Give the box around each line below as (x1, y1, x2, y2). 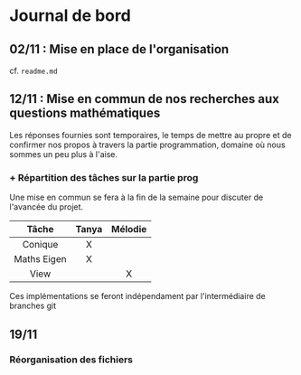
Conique (22, 239, 59, 251)
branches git (9, 300, 57, 312)
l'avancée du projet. (9, 202, 84, 212)
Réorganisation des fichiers (9, 353, 134, 366)
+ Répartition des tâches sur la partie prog (9, 171, 199, 183)
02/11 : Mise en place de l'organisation (9, 42, 230, 57)
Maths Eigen (14, 253, 67, 266)
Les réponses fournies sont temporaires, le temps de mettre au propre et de (9, 129, 292, 140)
